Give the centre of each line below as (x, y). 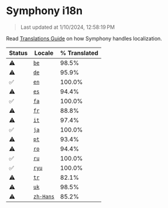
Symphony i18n (44, 11)
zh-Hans (44, 196)
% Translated (79, 53)
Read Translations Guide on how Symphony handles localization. (84, 38)
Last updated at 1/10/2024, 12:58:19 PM (68, 27)
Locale (44, 53)
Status (18, 53)
